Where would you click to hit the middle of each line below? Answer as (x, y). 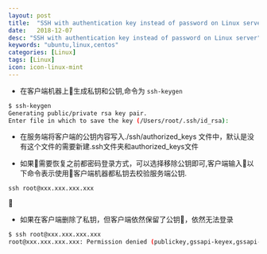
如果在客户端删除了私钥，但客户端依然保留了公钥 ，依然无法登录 (126, 220)
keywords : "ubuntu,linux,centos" (64, 45)
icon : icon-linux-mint (46, 67)
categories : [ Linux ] (43, 52)
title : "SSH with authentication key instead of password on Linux (124, 23)
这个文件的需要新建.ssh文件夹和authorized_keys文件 (112, 147)
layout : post (30, 15)
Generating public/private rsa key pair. (78, 113)
